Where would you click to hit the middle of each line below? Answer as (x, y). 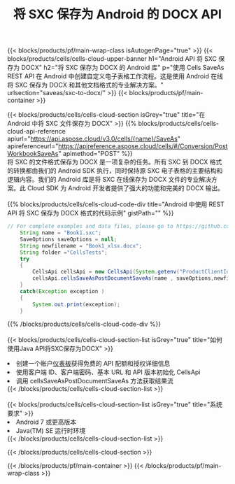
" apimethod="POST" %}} (95, 154)
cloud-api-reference (37, 131)
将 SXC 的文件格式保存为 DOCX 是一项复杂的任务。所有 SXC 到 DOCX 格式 (115, 162)
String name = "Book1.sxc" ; (60, 233)
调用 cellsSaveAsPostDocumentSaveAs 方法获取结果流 (95, 381)
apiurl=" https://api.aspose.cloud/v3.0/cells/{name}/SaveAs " (94, 139)
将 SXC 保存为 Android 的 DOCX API (117, 14)
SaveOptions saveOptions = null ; (69, 239)
